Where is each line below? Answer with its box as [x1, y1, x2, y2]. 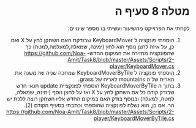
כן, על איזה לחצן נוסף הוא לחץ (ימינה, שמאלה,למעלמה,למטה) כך [25, 43, 175, 50]
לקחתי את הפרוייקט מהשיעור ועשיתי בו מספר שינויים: [67, 24, 190, 32]
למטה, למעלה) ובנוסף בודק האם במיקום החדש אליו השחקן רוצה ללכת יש [6, 95, 175, 102]
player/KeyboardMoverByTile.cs [93, 115, 175, 122]
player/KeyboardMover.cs [109, 62, 175, 70]
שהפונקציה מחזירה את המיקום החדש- [87, 49, 175, 56]
